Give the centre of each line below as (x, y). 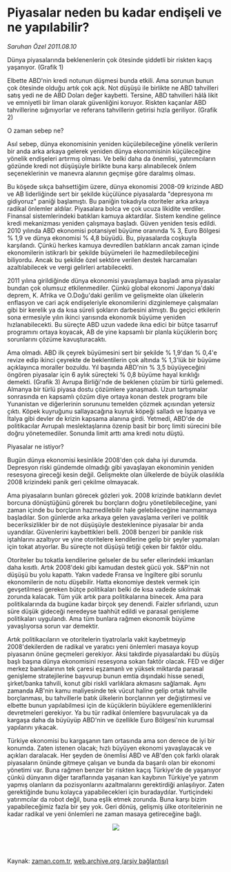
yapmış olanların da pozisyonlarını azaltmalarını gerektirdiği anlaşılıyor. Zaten (116, 784)
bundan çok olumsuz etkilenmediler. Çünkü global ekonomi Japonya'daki (111, 288)
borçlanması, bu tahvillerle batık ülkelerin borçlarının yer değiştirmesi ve (109, 697)
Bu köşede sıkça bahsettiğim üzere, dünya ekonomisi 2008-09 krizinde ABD (115, 186)
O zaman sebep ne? (36, 130)
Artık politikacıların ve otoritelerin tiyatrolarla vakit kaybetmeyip (97, 639)
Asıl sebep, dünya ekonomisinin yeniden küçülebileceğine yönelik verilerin (113, 143)
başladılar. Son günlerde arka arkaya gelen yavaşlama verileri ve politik (108, 517)
